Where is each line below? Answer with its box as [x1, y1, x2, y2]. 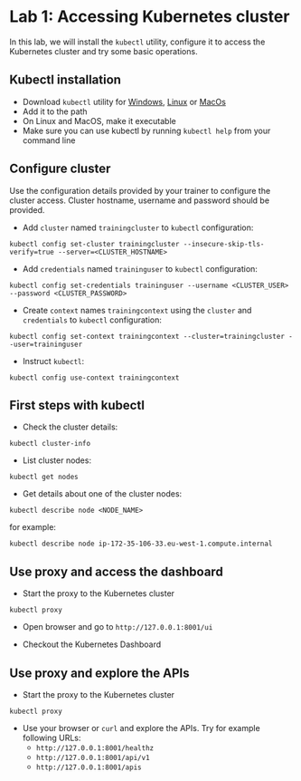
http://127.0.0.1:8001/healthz [35, 744, 155, 753]
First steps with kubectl [9, 397, 145, 413]
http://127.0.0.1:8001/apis [35, 763, 142, 772]
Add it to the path [22, 106, 88, 117]
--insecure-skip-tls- [183, 239, 265, 248]
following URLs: [22, 732, 81, 743]
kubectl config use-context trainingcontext [9, 373, 180, 382]
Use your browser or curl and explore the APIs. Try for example [22, 723, 260, 733]
